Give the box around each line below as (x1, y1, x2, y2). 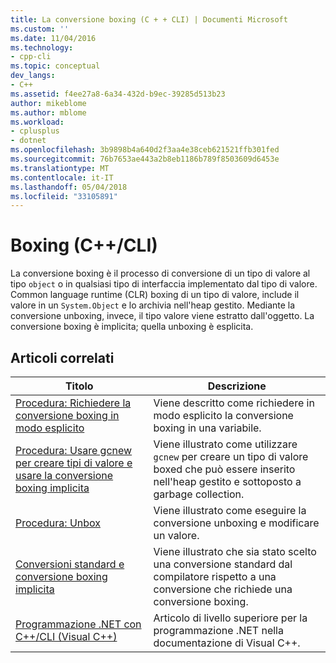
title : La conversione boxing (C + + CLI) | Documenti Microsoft (10, 14, 288, 25)
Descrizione (207, 379, 267, 393)
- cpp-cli (10, 52, 52, 62)
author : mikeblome (10, 98, 87, 108)
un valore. (153, 529, 200, 542)
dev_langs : (10, 71, 56, 81)
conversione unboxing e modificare (153, 516, 320, 530)
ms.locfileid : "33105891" (10, 191, 118, 201)
